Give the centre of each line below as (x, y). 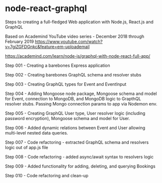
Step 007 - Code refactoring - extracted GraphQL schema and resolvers (77, 142)
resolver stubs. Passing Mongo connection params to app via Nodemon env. (81, 104)
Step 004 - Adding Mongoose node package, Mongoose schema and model (81, 93)
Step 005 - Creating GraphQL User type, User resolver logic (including (75, 113)
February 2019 (19, 41)
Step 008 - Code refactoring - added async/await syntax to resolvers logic (79, 157)
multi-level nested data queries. (37, 133)
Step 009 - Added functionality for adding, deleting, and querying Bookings (80, 166)
